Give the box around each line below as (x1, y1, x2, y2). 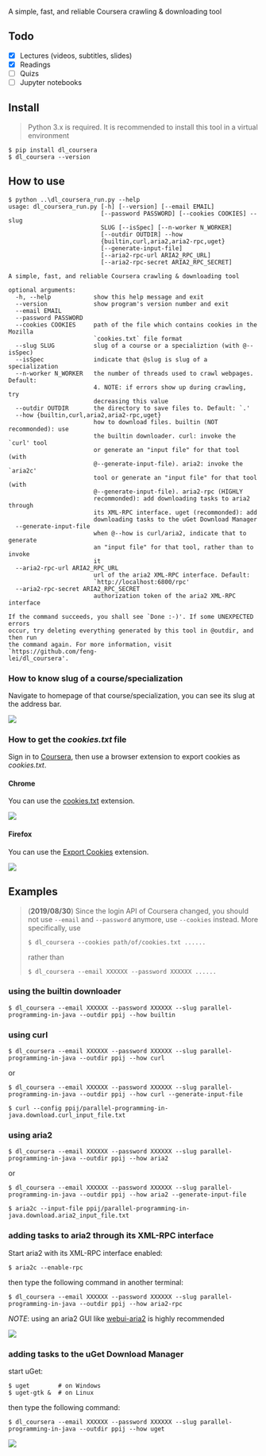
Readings (19, 60, 51, 69)
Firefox (8, 829, 33, 839)
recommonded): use (8, 425, 69, 433)
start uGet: (8, 1366, 44, 1376)
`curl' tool (8, 438, 48, 447)
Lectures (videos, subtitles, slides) (19, 51, 133, 60)
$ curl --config (8, 1104, 62, 1113)
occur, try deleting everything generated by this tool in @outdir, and (8, 627, 254, 635)
